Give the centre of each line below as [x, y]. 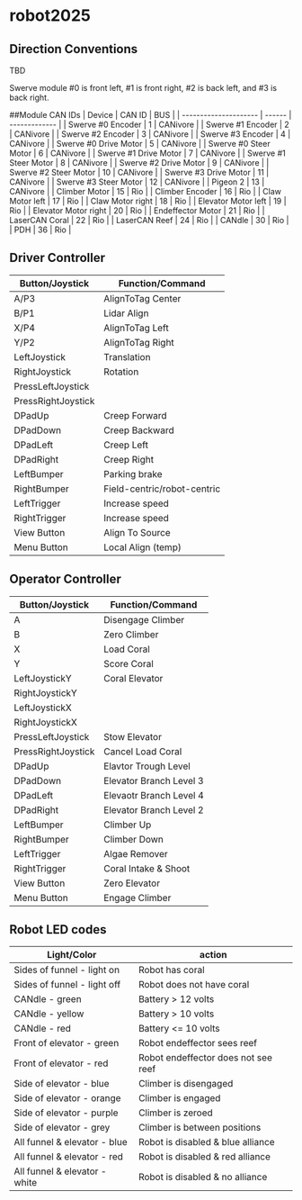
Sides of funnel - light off [67, 985]
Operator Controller [65, 579]
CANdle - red [43, 1029]
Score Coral [129, 663]
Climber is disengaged [186, 1084]
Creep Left [125, 445]
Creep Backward [138, 430]
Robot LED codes [58, 929]
